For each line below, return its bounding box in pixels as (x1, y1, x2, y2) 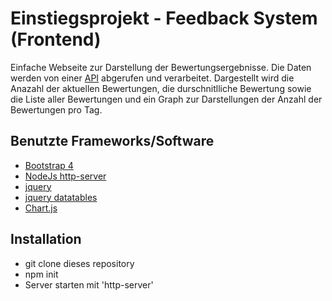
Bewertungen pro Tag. (10, 103, 103, 116)
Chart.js (24, 202, 58, 214)
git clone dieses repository (24, 257, 135, 269)
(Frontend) (10, 28, 102, 51)
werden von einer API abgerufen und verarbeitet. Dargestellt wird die (10, 72, 295, 84)
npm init (24, 268, 59, 280)
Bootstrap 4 (24, 159, 74, 171)
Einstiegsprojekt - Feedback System (10, 7, 318, 30)
